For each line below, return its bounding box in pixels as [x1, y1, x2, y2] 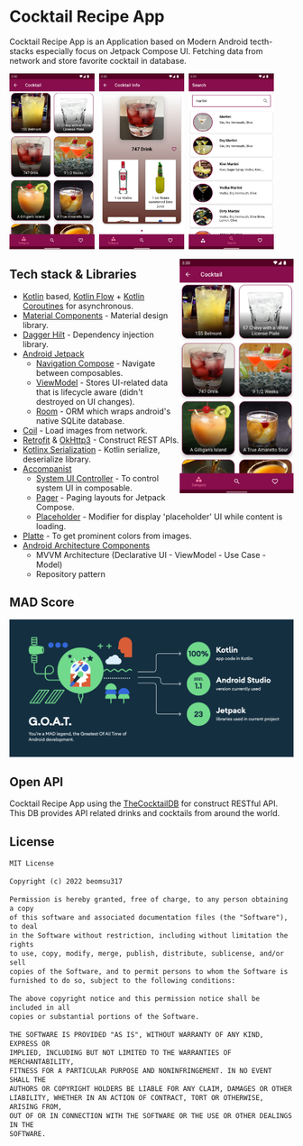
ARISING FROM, [9, 1103, 63, 1112]
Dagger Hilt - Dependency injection [22, 329, 155, 340]
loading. [35, 520, 67, 531]
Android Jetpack [22, 348, 85, 359]
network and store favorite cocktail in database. [9, 55, 187, 66]
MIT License [9, 859, 54, 868]
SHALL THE [9, 1076, 47, 1085]
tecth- [249, 36, 273, 47]
